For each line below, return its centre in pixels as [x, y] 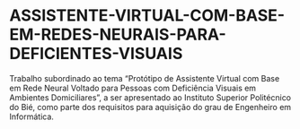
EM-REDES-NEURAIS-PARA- [118, 34]
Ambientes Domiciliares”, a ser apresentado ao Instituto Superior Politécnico [150, 97]
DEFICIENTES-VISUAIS [96, 54]
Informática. [31, 116]
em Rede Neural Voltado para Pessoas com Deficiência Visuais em [133, 88]
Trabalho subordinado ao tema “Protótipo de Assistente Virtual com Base [145, 78]
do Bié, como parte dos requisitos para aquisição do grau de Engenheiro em [150, 107]
